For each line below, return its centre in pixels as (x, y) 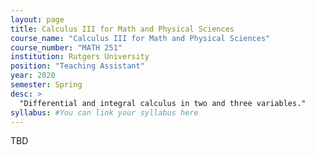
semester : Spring (46, 85)
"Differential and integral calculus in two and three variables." (163, 103)
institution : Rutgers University (80, 57)
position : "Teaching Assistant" (77, 66)
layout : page (37, 19)
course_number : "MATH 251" (66, 47)
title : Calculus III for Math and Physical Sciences (122, 29)
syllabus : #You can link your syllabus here (104, 112)
